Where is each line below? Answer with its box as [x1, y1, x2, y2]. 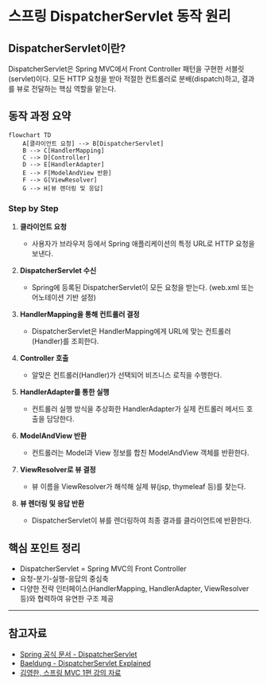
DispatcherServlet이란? [8, 41, 126, 55]
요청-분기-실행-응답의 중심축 [19, 573, 109, 583]
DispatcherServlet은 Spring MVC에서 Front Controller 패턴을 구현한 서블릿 [8, 65, 245, 73]
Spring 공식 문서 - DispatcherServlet [19, 649, 137, 659]
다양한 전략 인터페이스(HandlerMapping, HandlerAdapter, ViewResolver [19, 583, 250, 593]
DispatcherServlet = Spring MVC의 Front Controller [19, 563, 187, 573]
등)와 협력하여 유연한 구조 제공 [19, 593, 114, 603]
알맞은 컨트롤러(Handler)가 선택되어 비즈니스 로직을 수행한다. [31, 370, 222, 380]
